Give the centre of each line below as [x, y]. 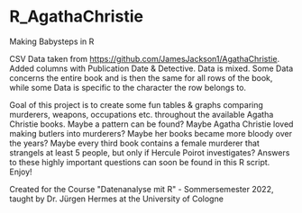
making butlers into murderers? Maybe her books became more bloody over [151, 133]
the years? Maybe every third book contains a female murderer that [134, 143]
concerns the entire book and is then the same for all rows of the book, [141, 77]
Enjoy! [21, 172]
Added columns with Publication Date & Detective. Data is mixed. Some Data [151, 68]
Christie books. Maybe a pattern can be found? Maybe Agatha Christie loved [151, 124]
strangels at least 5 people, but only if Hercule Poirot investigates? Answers [150, 152]
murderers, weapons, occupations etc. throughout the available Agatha [142, 114]
